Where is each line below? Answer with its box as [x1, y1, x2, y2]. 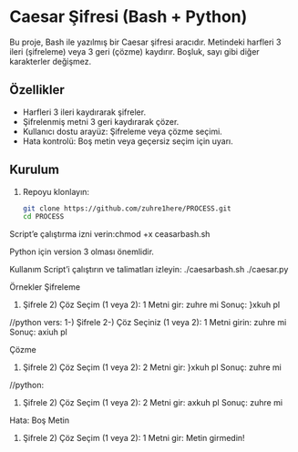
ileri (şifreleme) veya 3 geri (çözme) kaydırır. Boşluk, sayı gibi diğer [9, 46, 260, 56]
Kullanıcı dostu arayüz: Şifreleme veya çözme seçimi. [22, 126, 223, 137]
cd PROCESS [22, 212, 65, 221]
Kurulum [9, 162, 60, 178]
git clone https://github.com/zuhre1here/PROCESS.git [22, 203, 231, 213]
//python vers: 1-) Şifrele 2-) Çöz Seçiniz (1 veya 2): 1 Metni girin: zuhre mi [9, 317, 287, 328]
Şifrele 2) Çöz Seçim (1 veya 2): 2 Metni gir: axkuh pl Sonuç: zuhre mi [22, 397, 283, 408]
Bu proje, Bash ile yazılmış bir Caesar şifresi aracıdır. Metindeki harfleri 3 [9, 36, 282, 47]
